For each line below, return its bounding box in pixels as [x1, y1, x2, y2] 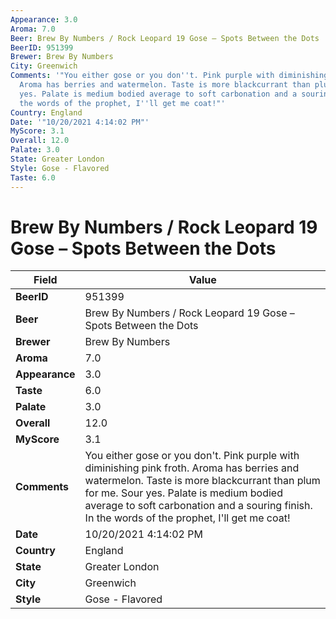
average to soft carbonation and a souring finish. [84, 499, 313, 513]
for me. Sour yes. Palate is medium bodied [84, 486, 283, 500]
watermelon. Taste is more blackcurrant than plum [84, 474, 321, 488]
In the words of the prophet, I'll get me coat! [84, 511, 291, 525]
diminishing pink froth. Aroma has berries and [84, 461, 300, 475]
